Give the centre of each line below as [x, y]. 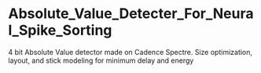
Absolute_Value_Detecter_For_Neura [131, 14]
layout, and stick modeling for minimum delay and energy [101, 60]
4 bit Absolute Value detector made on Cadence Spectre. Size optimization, [130, 52]
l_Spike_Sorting [60, 30]
